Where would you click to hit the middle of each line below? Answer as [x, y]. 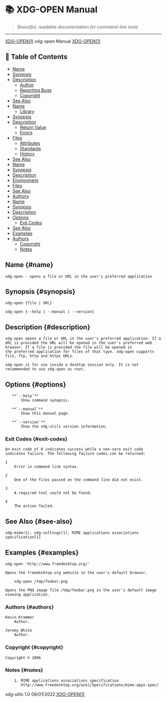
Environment [25, 180]
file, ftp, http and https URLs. [40, 356]
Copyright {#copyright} [34, 648]
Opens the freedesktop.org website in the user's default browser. [77, 573]
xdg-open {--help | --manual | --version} [50, 312]
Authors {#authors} [30, 607]
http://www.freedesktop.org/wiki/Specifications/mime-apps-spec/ [90, 685]
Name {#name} [29, 265]
